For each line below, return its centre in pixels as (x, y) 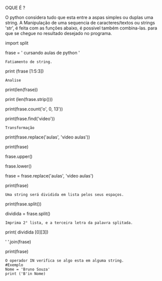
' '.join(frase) (18, 242)
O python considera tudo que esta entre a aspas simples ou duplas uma (79, 17)
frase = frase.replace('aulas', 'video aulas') (49, 176)
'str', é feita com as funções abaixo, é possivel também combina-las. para (81, 28)
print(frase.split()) (23, 204)
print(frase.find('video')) (30, 118)
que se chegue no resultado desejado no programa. (59, 33)
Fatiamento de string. (29, 62)
